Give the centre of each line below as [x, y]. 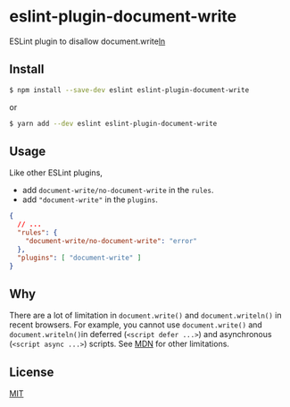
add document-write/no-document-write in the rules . [118, 191]
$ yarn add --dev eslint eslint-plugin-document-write [113, 123]
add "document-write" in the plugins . [90, 199]
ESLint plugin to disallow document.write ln [87, 41]
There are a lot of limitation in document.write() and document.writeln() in [145, 316]
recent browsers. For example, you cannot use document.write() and [136, 325]
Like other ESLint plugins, [56, 173]
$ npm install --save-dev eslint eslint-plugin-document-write [129, 90]
